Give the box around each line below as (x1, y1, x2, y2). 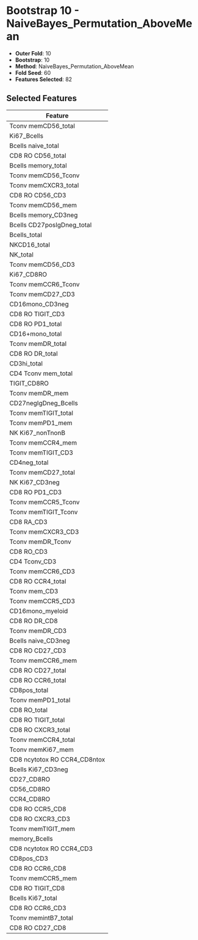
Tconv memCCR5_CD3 (9, 596, 75, 605)
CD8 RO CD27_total (9, 666, 66, 674)
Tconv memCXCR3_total (9, 181, 79, 189)
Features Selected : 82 (15, 76, 72, 83)
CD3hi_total (9, 359, 43, 367)
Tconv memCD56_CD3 (9, 260, 75, 269)
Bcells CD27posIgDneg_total (9, 221, 92, 229)
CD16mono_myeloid (9, 607, 68, 615)
